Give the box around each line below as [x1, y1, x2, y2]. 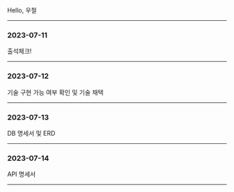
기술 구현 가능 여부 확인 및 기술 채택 [7, 88, 104, 96]
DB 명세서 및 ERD [7, 129, 56, 137]
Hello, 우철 [7, 6, 37, 14]
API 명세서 [7, 170, 36, 179]
